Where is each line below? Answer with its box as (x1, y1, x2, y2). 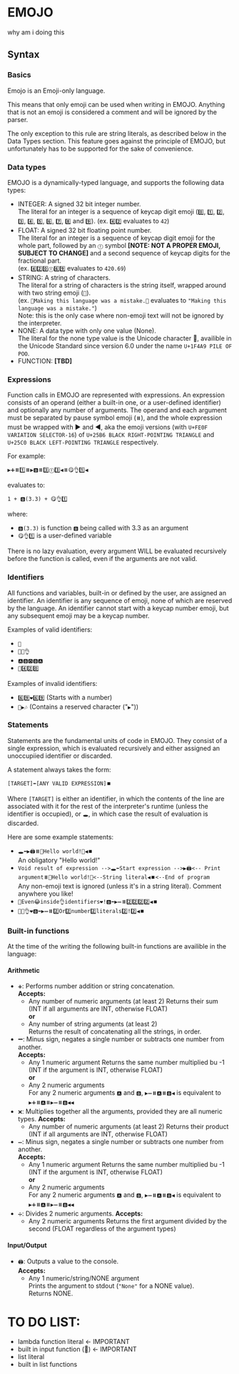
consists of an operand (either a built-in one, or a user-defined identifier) (7, 398, 221, 407)
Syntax (7, 49, 40, 61)
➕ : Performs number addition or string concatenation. (17, 982, 175, 991)
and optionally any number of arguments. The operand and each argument (7, 406, 227, 415)
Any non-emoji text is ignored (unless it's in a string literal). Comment (17, 882, 222, 890)
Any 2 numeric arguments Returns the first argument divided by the (28, 1217, 227, 1226)
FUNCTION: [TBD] (17, 356, 73, 365)
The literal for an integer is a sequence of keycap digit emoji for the (17, 233, 215, 242)
